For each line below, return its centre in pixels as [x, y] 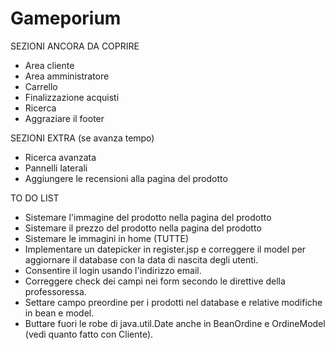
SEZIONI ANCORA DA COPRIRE [75, 46]
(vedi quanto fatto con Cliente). [89, 334]
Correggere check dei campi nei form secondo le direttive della [155, 281]
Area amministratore [67, 76]
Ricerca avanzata [60, 157]
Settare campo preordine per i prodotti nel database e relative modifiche [173, 302]
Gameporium [66, 18]
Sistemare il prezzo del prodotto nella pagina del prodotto [143, 228]
